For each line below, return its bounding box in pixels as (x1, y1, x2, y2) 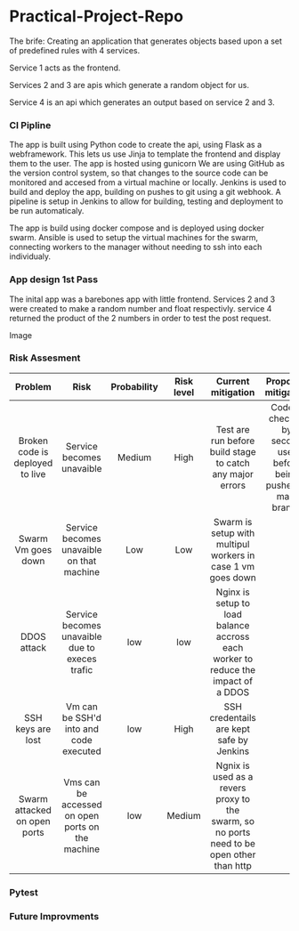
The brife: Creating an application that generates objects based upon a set (9, 36, 283, 46)
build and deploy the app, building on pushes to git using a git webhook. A (9, 187, 282, 198)
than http (214, 859, 252, 871)
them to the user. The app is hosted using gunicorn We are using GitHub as (9, 158, 285, 169)
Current (215, 375, 250, 387)
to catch (215, 457, 251, 469)
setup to (215, 596, 251, 609)
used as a (212, 770, 254, 782)
